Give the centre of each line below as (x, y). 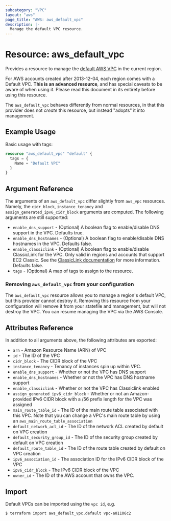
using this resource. (26, 95)
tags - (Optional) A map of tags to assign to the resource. (73, 271)
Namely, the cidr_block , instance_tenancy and (54, 207)
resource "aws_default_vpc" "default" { (49, 154)
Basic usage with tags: (29, 144)
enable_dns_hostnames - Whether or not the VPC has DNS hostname (84, 377)
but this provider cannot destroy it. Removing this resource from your (78, 301)
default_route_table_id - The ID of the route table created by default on (89, 448)
